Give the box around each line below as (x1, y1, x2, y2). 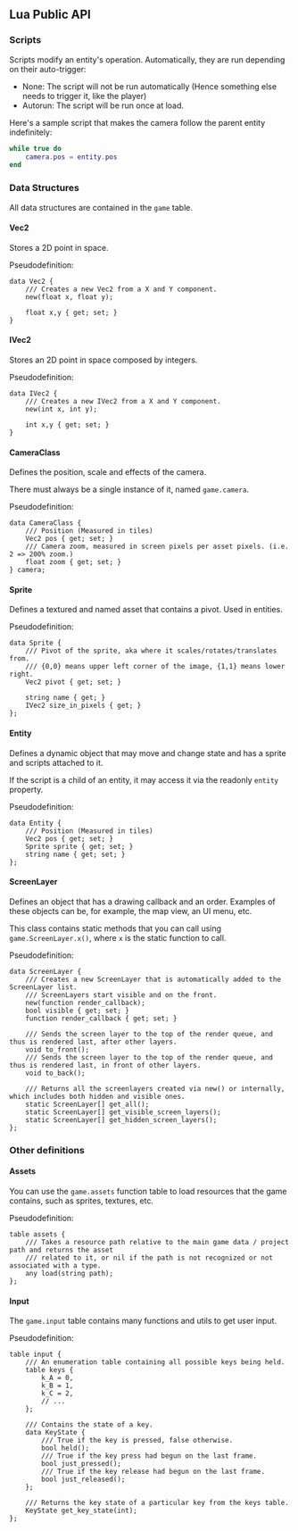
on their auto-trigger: (9, 63, 87, 74)
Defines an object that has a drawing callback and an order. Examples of (9, 896, 276, 907)
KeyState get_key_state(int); (25, 1506, 138, 1516)
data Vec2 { (9, 277, 54, 286)
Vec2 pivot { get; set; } (25, 678, 122, 686)
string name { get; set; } (25, 850, 126, 859)
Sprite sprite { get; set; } (25, 842, 134, 851)
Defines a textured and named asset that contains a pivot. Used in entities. (9, 604, 283, 615)
